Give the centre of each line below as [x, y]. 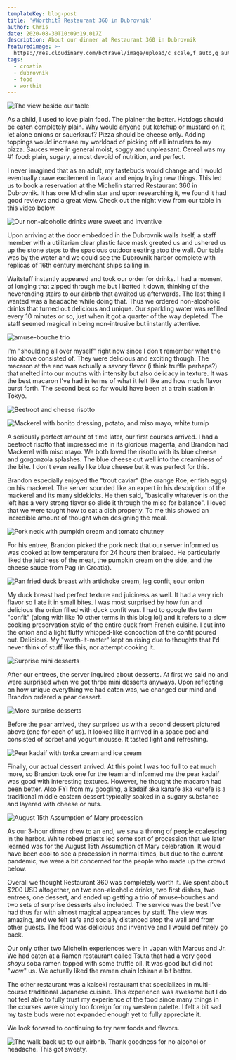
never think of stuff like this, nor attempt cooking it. [81, 647]
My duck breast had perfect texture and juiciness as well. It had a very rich [115, 595]
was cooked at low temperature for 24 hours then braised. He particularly [114, 553]
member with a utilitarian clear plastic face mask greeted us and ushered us [117, 243]
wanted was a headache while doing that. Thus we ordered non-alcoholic [114, 301]
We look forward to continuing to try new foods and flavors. [93, 1028]
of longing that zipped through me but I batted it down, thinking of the [108, 287]
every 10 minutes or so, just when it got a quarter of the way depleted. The [115, 316]
